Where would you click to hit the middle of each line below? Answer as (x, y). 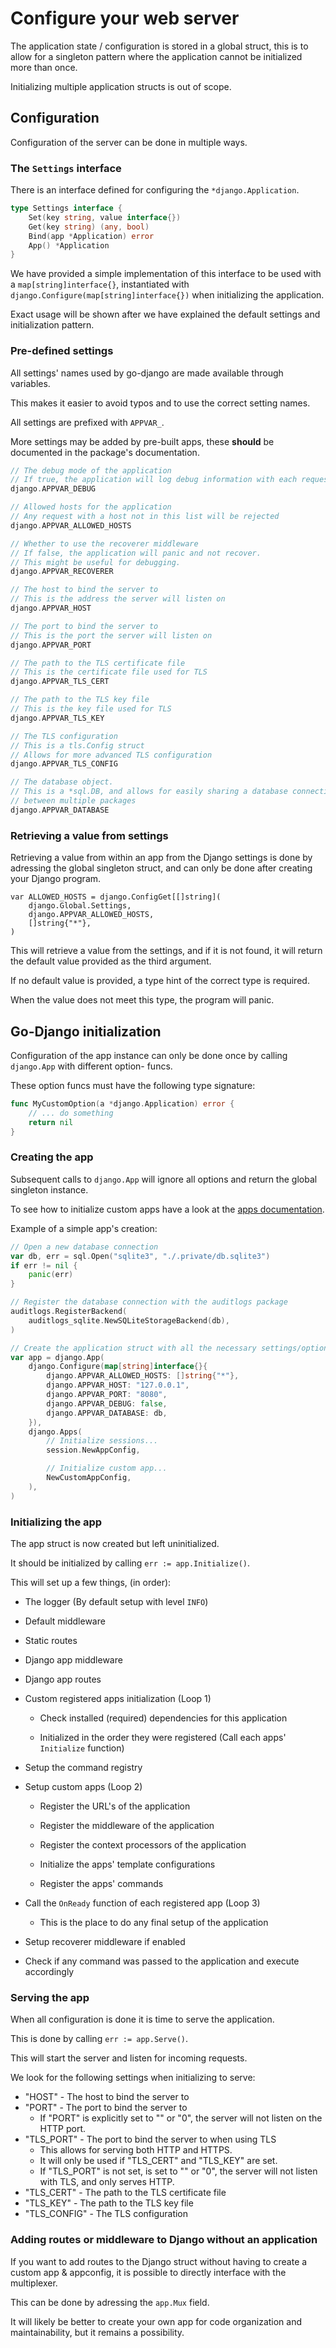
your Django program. (56, 879)
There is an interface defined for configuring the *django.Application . (155, 190)
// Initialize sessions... (102, 1441)
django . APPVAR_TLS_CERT (60, 682)
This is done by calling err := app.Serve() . (99, 2039)
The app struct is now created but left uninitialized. (115, 1543)
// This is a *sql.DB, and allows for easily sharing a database (149, 792)
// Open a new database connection (84, 1247)
